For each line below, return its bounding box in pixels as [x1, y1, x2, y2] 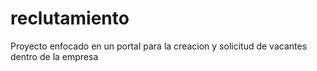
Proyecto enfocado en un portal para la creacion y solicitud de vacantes [10, 40, 308, 52]
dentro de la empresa [10, 50, 99, 62]
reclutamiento [10, 7, 130, 30]
